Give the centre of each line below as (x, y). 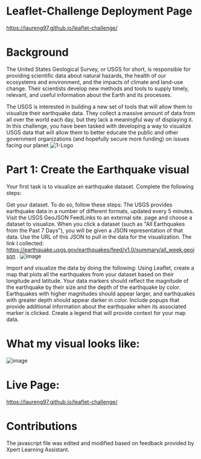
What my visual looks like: (73, 344)
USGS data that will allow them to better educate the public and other (92, 132)
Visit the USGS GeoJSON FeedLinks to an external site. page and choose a (99, 217)
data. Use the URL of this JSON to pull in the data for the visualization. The (99, 237)
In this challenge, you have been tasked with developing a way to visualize (99, 126)
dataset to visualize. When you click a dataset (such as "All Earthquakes (96, 224)
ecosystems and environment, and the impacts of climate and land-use (95, 82)
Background (37, 52)
